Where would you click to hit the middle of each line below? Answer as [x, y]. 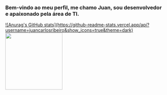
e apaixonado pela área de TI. [42, 14]
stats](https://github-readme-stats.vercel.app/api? [97, 25]
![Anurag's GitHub [24, 25]
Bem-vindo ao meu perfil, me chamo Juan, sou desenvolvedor [83, 8]
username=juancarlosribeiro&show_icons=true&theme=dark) [69, 30]
